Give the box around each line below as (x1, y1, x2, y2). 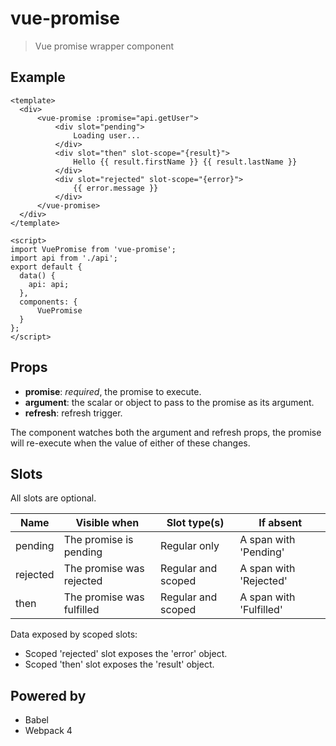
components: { (19, 297, 78, 307)
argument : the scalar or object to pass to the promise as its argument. (24, 396, 315, 408)
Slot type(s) (166, 516, 225, 530)
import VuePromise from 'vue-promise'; (10, 244, 177, 254)
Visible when (75, 516, 140, 530)
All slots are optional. (10, 492, 97, 504)
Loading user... (73, 130, 141, 141)
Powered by (10, 687, 87, 704)
